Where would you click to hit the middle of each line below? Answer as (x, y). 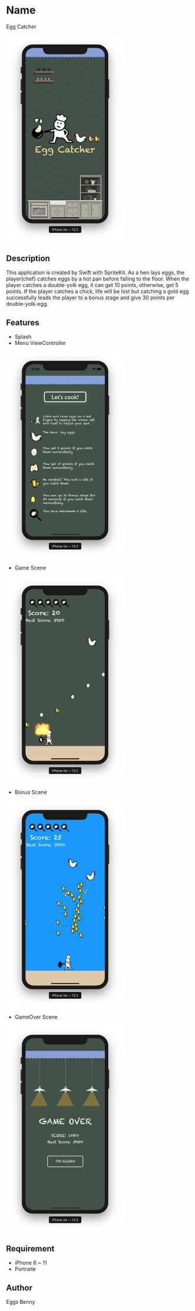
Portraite (25, 1269)
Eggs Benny (21, 1302)
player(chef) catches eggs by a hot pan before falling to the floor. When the (98, 279)
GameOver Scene (36, 1017)
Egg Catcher (21, 27)
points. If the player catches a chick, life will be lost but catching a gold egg (98, 291)
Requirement (30, 1249)
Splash (23, 337)
